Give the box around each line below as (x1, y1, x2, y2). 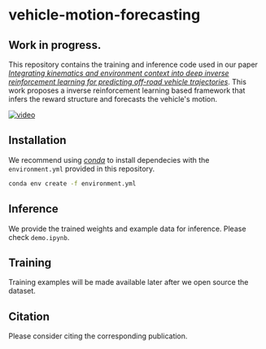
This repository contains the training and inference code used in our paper (8, 59, 259, 69)
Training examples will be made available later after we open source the (8, 277, 249, 287)
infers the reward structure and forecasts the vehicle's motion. (8, 94, 218, 103)
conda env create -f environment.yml (8, 179, 137, 188)
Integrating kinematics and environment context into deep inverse (8, 68, 229, 78)
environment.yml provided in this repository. (8, 164, 155, 173)
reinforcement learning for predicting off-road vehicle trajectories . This (8, 77, 246, 86)
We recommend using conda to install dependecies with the (8, 155, 210, 164)
